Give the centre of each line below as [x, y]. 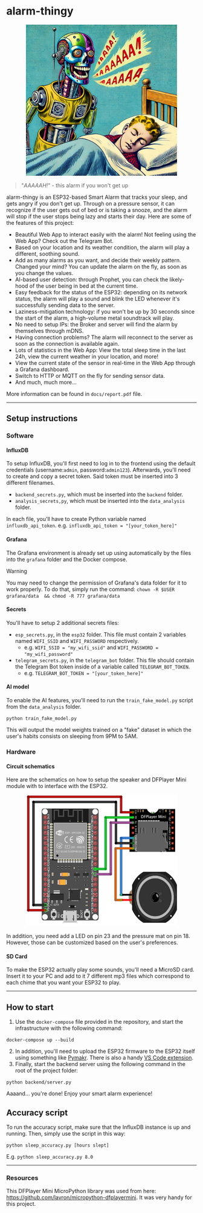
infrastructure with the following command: [69, 1028]
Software [20, 436]
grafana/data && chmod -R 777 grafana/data [63, 596]
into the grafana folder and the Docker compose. [67, 559]
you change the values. [44, 273]
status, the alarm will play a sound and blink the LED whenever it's [97, 299]
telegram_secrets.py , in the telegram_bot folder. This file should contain [105, 660]
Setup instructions [42, 419]
